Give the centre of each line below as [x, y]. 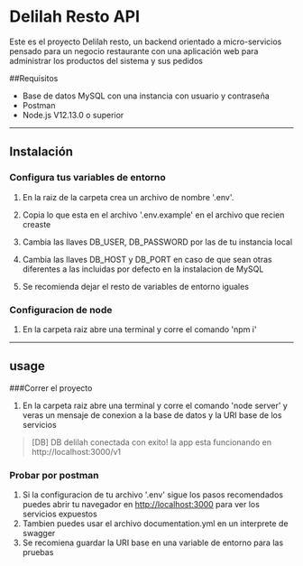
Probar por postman [54, 475]
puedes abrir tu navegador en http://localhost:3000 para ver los [141, 505]
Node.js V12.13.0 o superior [73, 115]
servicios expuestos [60, 514]
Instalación [41, 152]
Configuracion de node [61, 310]
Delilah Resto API [75, 17]
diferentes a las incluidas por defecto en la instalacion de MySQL [143, 269]
